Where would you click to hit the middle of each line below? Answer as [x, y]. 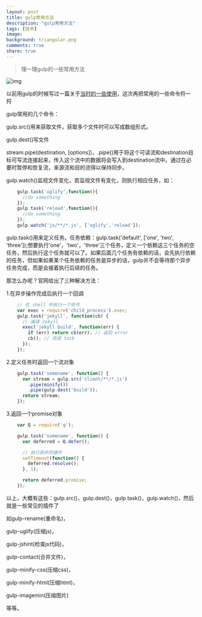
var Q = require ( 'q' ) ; [45, 425]
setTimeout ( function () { [53, 458]
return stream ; [41, 396]
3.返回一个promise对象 [35, 413]
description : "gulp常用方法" [41, 23]
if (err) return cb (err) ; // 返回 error [78, 333]
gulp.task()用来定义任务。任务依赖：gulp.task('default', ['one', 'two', [90, 237]
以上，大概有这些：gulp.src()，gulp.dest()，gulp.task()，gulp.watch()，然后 [100, 498]
